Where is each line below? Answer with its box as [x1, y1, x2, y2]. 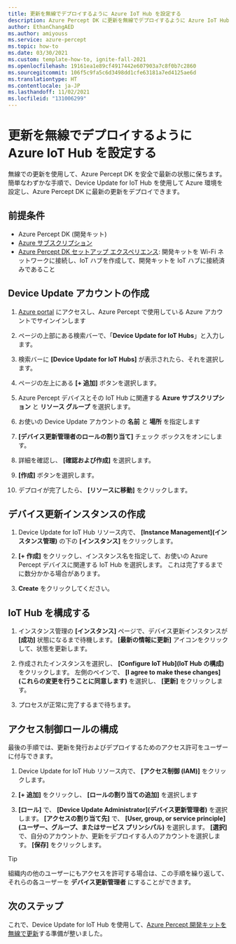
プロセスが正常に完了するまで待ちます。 [18, 700, 135, 709]
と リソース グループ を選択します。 [32, 402, 134, 411]
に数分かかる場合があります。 [18, 570, 104, 578]
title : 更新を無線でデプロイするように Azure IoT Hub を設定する [8, 10, 181, 18]
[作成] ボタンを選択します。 [18, 471, 98, 479]
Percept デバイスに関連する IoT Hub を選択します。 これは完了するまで [18, 560, 223, 569]
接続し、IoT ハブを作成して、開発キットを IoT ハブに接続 [55, 256, 219, 264]
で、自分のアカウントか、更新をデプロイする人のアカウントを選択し [18, 832, 214, 840]
